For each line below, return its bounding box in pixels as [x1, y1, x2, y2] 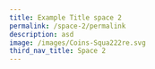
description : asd [9, 30, 74, 39]
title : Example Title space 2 [9, 13, 123, 22]
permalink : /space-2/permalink [9, 22, 126, 30]
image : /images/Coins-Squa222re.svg [9, 38, 146, 47]
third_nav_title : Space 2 [9, 47, 106, 56]
